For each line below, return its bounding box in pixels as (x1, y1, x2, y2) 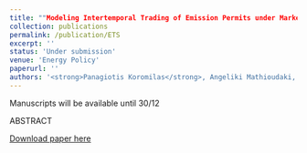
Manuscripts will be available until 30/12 (9, 97, 160, 108)
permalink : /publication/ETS (9, 30, 121, 39)
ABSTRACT (9, 115, 53, 126)
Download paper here (9, 133, 91, 144)
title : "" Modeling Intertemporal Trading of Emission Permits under (9, 13, 276, 23)
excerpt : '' (9, 38, 55, 48)
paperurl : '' (9, 65, 59, 74)
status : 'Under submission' (9, 47, 117, 56)
